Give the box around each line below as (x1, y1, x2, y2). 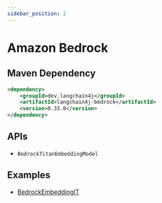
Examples (7, 169, 51, 181)
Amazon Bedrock (7, 39, 109, 55)
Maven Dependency (7, 67, 96, 80)
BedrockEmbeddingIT (17, 188, 80, 196)
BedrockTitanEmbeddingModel (17, 150, 98, 157)
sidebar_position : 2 (7, 10, 67, 17)
